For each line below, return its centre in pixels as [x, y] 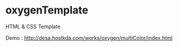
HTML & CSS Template [33, 26]
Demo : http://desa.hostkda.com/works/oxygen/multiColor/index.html [89, 38]
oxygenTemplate [47, 10]
